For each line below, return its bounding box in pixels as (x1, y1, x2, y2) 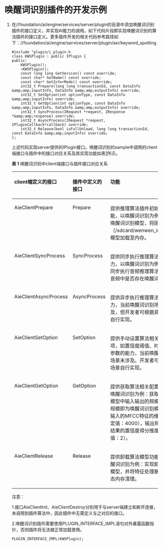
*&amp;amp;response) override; (11, 113, 75, 119)
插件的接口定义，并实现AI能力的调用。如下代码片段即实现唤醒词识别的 (11, 27, 153, 33)
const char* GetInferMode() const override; (20, 79, 112, 84)
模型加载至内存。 (110, 234, 149, 241)
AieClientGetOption (14, 382, 59, 389)
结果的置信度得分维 (110, 427, 154, 434)
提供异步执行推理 (110, 294, 149, 301)
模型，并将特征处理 (110, 468, 154, 475)
